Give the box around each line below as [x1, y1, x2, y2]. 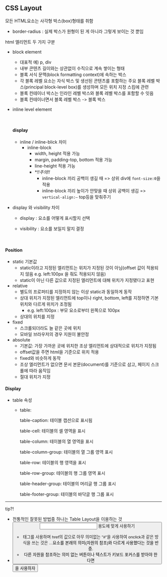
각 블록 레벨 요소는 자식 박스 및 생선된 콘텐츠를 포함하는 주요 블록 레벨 [19, 78, 155, 83]
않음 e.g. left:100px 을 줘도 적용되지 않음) [25, 271, 106, 277]
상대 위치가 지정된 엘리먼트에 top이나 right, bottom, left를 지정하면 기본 [19, 295, 159, 301]
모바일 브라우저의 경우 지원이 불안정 [19, 331, 89, 337]
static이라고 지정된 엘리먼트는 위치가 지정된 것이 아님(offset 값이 [19, 265, 146, 271]
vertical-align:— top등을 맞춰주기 [42, 194, 111, 200]
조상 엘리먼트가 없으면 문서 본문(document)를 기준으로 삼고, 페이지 [19, 361, 150, 367]
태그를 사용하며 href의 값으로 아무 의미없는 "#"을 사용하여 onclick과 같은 [23, 534, 154, 540]
